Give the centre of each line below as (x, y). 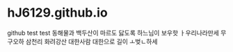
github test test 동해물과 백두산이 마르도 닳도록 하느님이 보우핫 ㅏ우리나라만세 (113, 33)
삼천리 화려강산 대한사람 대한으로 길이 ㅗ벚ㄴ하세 (91, 41)
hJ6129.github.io (57, 13)
